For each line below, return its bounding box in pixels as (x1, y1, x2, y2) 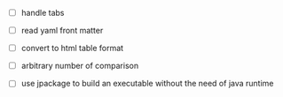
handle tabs (20, 8, 65, 18)
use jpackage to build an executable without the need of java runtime (20, 78, 274, 89)
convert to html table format (20, 43, 124, 54)
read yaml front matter (20, 26, 104, 36)
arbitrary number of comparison (20, 61, 139, 71)
